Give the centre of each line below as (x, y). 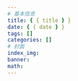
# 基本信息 (21, 14)
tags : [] (20, 33)
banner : (19, 60)
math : (15, 66)
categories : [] (30, 40)
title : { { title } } (39, 20)
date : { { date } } (36, 27)
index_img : (23, 54)
